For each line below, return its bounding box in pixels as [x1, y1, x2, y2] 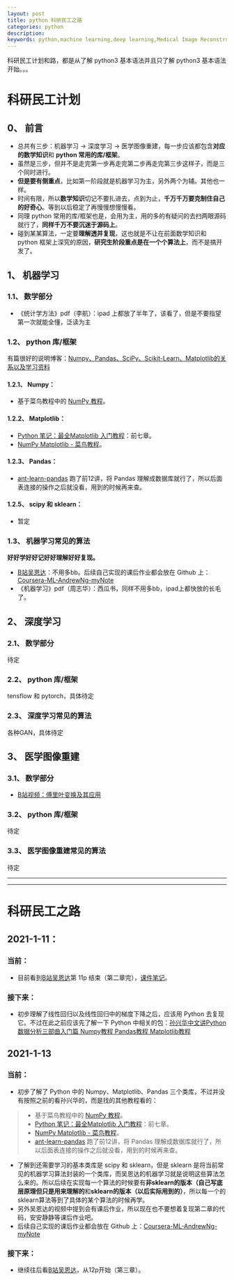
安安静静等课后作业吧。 [29, 1213, 97, 1222]
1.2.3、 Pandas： [7, 457, 58, 465]
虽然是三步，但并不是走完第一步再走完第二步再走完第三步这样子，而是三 [17, 159, 225, 168]
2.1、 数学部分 [7, 638, 54, 648]
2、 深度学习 [7, 616, 61, 628]
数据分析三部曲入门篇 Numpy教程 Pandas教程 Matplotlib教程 [17, 1027, 192, 1035]
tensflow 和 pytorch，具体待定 [7, 692, 94, 700]
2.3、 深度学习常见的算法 [7, 711, 92, 721]
